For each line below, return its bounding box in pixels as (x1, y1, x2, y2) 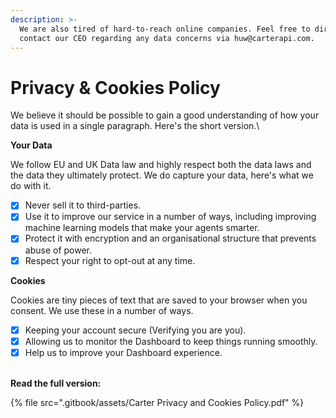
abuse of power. (24, 244, 93, 256)
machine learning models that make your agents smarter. (24, 222, 260, 234)
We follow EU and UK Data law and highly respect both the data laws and (10, 159, 312, 171)
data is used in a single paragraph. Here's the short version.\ (10, 120, 260, 132)
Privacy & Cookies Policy (10, 76, 221, 99)
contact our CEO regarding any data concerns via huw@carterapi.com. (19, 33, 315, 43)
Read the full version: (10, 377, 102, 389)
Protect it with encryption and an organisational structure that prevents (24, 232, 317, 245)
